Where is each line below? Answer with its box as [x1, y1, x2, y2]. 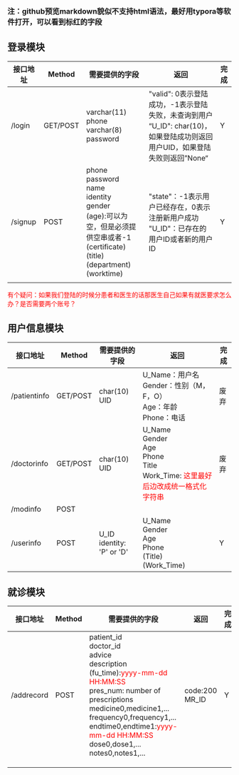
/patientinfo [11, 390, 50, 400]
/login [11, 120, 31, 130]
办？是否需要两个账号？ [7, 299, 76, 308]
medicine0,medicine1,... [88, 704, 169, 714]
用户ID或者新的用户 [148, 234, 213, 244]
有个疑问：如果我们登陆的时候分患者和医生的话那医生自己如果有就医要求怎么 [7, 290, 232, 299]
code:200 [184, 686, 218, 696]
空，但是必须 [86, 221, 129, 231]
